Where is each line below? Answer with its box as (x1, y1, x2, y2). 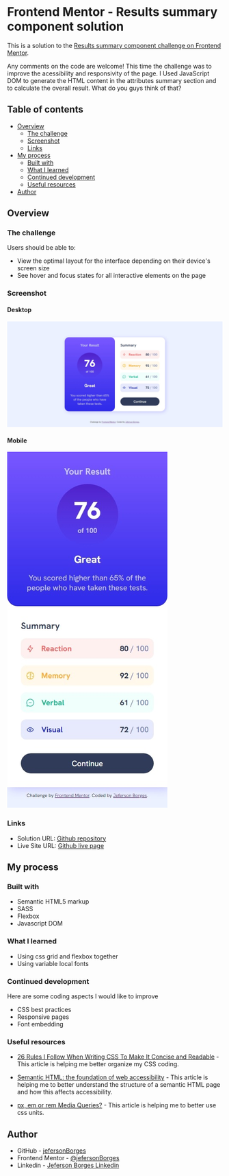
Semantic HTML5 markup (16, 897, 90, 906)
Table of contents (7, 104, 83, 115)
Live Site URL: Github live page (16, 841, 105, 849)
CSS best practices (16, 1005, 72, 1013)
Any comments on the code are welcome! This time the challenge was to (7, 62, 212, 70)
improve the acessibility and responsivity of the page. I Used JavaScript (7, 69, 210, 78)
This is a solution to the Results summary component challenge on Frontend (7, 41, 221, 49)
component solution (7, 19, 124, 34)
